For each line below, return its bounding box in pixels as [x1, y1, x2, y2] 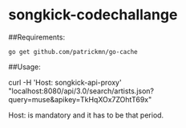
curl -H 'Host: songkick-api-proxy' [8, 77, 122, 87]
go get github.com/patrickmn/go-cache [8, 47, 138, 56]
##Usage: [8, 62, 42, 72]
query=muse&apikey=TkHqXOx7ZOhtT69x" [8, 94, 152, 104]
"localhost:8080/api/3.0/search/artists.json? [8, 86, 155, 96]
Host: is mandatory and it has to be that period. [8, 110, 164, 120]
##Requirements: [8, 32, 66, 42]
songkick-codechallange [8, 6, 178, 24]
